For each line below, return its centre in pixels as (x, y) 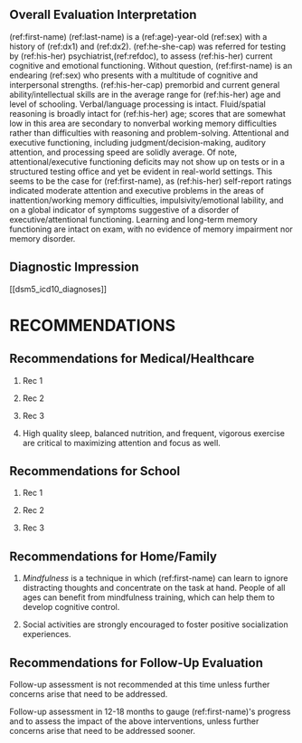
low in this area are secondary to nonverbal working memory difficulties (143, 123)
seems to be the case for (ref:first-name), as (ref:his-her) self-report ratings (151, 181)
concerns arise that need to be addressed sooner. (103, 731)
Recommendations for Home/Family (113, 556)
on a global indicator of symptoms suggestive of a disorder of (124, 210)
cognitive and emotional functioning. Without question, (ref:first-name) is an (151, 65)
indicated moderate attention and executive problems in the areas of (137, 190)
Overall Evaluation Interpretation (103, 15)
